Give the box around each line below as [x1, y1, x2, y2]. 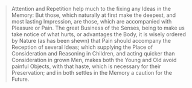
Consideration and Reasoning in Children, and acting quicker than [11, 50, 175, 57]
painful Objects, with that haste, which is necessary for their [11, 63, 161, 70]
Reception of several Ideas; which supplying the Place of [11, 43, 153, 51]
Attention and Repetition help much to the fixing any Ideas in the [11, 5, 171, 12]
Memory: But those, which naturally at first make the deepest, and [11, 11, 176, 19]
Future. [11, 75, 30, 83]
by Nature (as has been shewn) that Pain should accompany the [11, 37, 171, 44]
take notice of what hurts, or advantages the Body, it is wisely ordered [11, 31, 187, 38]
